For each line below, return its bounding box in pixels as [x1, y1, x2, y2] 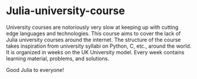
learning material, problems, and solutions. [6, 55, 110, 62]
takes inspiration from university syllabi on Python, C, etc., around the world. [6, 42, 192, 50]
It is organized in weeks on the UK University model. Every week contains [6, 48, 185, 55]
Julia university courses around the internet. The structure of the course [6, 36, 181, 43]
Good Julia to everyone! [6, 66, 64, 73]
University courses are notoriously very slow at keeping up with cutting [6, 24, 179, 31]
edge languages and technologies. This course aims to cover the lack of [6, 29, 181, 37]
